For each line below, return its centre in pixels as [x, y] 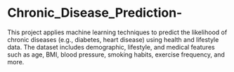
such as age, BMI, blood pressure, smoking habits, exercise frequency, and [116, 55]
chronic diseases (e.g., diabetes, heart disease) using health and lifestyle [113, 39]
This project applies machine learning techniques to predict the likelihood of [117, 32]
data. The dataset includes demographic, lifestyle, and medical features [111, 47]
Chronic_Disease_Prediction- [95, 13]
